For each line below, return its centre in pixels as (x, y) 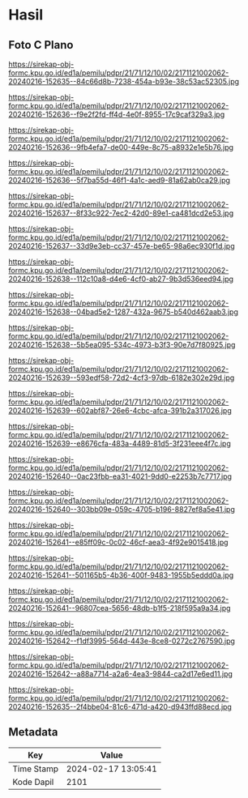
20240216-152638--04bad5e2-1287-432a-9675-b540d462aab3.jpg (124, 312)
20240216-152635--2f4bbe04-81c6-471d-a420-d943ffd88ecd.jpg (120, 707)
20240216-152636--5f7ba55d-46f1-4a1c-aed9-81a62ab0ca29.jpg (120, 180)
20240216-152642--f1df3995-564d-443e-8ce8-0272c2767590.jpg (122, 641)
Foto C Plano (41, 45)
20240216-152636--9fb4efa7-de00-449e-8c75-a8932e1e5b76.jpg (121, 147)
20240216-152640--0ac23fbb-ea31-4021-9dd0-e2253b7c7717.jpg (120, 476)
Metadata (33, 732)
